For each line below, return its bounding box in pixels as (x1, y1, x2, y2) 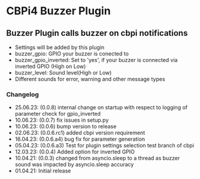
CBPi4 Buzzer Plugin (6, 4, 111, 18)
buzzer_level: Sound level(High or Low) (14, 69, 112, 76)
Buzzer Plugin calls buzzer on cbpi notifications (6, 28, 188, 38)
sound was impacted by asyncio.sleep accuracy (14, 161, 134, 168)
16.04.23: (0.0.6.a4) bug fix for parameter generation (14, 135, 146, 143)
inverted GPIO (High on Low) (14, 63, 86, 70)
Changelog (6, 90, 39, 98)
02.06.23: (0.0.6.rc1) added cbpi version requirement (14, 129, 146, 137)
